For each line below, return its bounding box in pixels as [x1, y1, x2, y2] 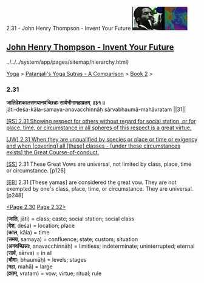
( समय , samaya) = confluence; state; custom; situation [6, 236, 138, 243]
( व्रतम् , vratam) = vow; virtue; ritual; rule [6, 270, 102, 277]
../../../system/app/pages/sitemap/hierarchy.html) [6, 58, 129, 66]
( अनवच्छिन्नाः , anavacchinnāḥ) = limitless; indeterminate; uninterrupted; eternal [6, 242, 195, 250]
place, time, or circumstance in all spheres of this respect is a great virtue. [6, 124, 192, 131]
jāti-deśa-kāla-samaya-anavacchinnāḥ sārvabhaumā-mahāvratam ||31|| [6, 106, 186, 113]
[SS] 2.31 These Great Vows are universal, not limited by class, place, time [6, 160, 192, 168]
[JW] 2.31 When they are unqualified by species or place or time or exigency [6, 136, 198, 143]
